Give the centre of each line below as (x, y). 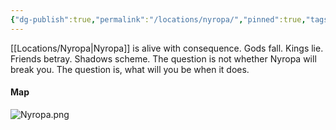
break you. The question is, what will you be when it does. (130, 69)
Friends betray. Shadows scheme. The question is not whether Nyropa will (163, 58)
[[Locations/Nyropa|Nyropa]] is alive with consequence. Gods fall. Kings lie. (167, 48)
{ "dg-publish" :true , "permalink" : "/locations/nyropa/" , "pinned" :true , (158, 19)
